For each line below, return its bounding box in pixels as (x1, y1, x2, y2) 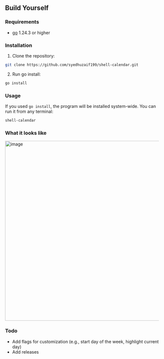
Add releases (12, 349, 39, 355)
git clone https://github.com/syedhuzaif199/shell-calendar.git (5, 62, 139, 67)
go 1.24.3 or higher (12, 29, 50, 36)
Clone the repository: (12, 53, 55, 59)
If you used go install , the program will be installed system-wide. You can (5, 104, 156, 109)
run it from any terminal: (5, 108, 54, 114)
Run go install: (12, 71, 41, 77)
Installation (5, 42, 33, 48)
